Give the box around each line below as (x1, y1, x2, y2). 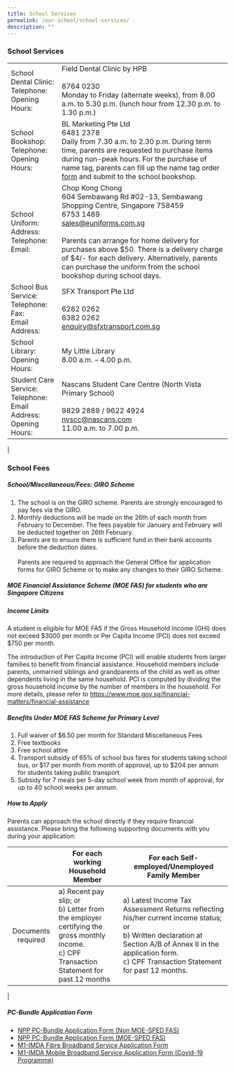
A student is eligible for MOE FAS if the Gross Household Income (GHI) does (7, 624, 227, 632)
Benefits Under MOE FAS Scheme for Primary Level (7, 713, 159, 722)
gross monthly (58, 930, 106, 940)
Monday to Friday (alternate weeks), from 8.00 (62, 90, 215, 100)
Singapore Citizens (7, 588, 64, 597)
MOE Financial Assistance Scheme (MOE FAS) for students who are (7, 581, 208, 590)
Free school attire (17, 746, 69, 754)
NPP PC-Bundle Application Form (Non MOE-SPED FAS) (17, 1025, 180, 1035)
